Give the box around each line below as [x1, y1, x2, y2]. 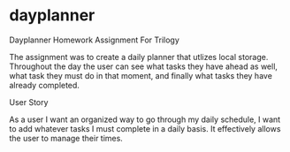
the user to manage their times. [9, 133, 124, 143]
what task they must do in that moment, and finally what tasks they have [9, 70, 272, 80]
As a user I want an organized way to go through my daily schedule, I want [9, 114, 281, 125]
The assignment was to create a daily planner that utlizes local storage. [9, 51, 269, 62]
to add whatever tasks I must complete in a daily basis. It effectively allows [9, 123, 281, 133]
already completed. [9, 80, 80, 90]
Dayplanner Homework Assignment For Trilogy [9, 34, 179, 45]
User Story [9, 96, 49, 107]
